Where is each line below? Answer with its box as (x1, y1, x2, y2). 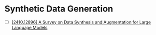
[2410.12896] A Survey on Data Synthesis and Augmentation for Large (11, 19, 151, 25)
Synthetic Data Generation (4, 3, 113, 14)
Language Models (11, 25, 48, 30)
